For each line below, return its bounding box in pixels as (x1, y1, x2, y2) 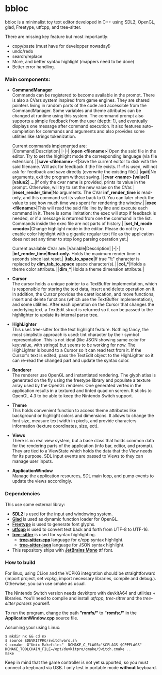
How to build (5, 559, 35, 566)
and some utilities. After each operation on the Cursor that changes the (12, 301, 154, 307)
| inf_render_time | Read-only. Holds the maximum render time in (12, 251, 141, 257)
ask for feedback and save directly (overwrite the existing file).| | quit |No (12, 169, 157, 175)
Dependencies (5, 490, 40, 497)
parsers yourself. (16, 600, 50, 606)
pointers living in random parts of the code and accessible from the (12, 103, 147, 109)
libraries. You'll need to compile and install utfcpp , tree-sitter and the (5, 595, 142, 601)
